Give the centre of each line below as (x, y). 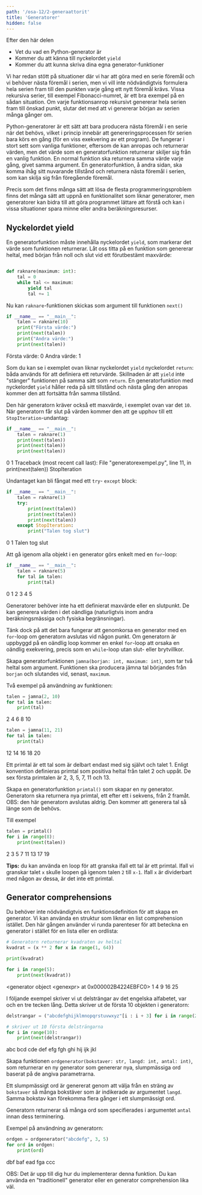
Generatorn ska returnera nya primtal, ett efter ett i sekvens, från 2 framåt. (98, 795)
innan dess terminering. (35, 1117)
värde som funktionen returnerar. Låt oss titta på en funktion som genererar (100, 249)
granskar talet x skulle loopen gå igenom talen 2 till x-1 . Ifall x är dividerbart (99, 872)
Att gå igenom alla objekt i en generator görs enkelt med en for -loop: (92, 554)
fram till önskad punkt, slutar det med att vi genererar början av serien (93, 109)
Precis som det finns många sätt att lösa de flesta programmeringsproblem (99, 189)
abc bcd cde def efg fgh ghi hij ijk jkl (51, 1050)
